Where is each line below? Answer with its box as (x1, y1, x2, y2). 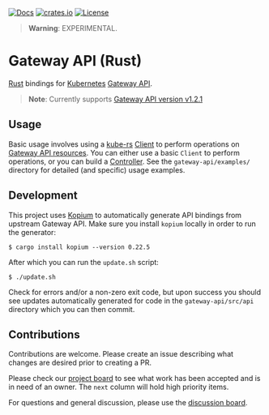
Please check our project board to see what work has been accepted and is (8, 374, 261, 383)
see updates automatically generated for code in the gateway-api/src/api (8, 296, 254, 306)
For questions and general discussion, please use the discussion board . (8, 398, 248, 408)
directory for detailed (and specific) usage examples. (8, 165, 186, 174)
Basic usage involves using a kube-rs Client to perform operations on (8, 139, 241, 149)
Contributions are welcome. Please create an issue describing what (8, 349, 233, 359)
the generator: (8, 227, 57, 237)
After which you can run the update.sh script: (8, 257, 160, 267)
